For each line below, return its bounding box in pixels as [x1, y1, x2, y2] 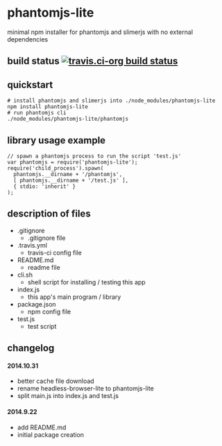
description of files [7, 208, 92, 220]
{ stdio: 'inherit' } [13, 182, 76, 190]
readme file [27, 263, 60, 271]
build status [7, 55, 60, 67]
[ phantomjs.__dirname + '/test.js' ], [13, 177, 129, 184]
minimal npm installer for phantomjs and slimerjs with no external [7, 28, 193, 36]
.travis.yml [17, 241, 47, 249]
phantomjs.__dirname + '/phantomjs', [13, 171, 123, 178]
